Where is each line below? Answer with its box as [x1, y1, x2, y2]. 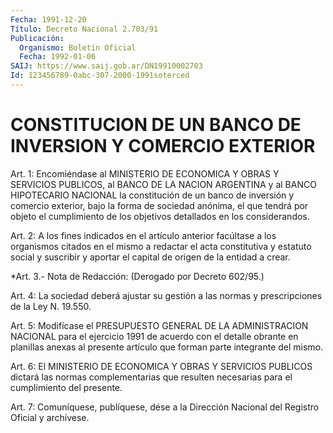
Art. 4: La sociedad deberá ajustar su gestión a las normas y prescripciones [10, 289, 323, 301]
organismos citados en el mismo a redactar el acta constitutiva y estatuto [10, 240, 312, 252]
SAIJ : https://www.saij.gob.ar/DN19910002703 [10, 61, 203, 71]
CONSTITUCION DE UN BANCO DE [10, 114, 302, 136]
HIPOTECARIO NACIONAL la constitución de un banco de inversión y [10, 189, 295, 201]
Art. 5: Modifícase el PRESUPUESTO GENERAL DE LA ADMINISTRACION [10, 319, 309, 331]
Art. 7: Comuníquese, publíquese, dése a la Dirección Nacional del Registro [10, 401, 320, 413]
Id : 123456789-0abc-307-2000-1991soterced [10, 71, 190, 81]
